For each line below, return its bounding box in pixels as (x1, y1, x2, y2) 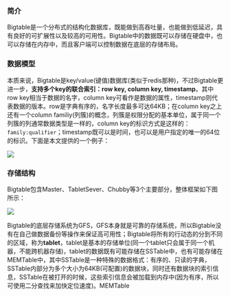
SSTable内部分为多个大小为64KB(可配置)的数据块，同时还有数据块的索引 (7, 264, 213, 273)
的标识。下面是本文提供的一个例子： (7, 136, 110, 145)
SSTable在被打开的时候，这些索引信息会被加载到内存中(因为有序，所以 (19, 273, 219, 281)
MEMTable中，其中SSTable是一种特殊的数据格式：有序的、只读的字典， (7, 255, 211, 264)
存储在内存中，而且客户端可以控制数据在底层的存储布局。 (19, 40, 182, 49)
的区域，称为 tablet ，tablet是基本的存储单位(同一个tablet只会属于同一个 (7, 238, 209, 246)
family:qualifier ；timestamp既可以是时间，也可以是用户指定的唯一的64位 (7, 127, 220, 136)
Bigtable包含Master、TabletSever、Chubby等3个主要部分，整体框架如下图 (7, 184, 218, 193)
